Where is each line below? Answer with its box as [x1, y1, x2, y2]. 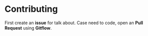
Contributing [4, 3, 58, 15]
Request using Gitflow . [4, 25, 52, 31]
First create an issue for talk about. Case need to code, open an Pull [4, 20, 144, 26]
